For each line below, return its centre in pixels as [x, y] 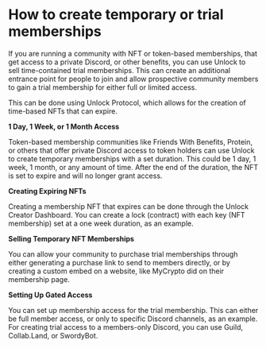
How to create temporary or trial [116, 15]
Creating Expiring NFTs [47, 191]
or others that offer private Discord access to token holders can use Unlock [132, 150]
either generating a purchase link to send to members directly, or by [119, 262]
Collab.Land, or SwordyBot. [53, 335]
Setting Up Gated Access [50, 295]
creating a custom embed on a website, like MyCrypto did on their [116, 271]
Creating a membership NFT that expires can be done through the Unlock [128, 206]
